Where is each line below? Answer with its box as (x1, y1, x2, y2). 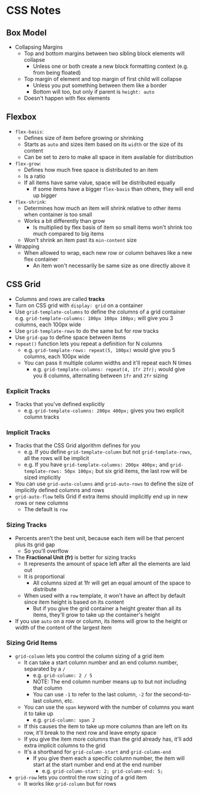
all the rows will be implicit (23, 455, 89, 462)
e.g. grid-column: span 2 (32, 716, 95, 723)
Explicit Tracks (6, 387, 50, 395)
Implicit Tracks (6, 428, 50, 436)
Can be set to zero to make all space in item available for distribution (23, 153, 193, 160)
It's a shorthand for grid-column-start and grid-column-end (23, 748, 171, 755)
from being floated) (32, 69, 81, 76)
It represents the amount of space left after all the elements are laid (23, 560, 190, 567)
